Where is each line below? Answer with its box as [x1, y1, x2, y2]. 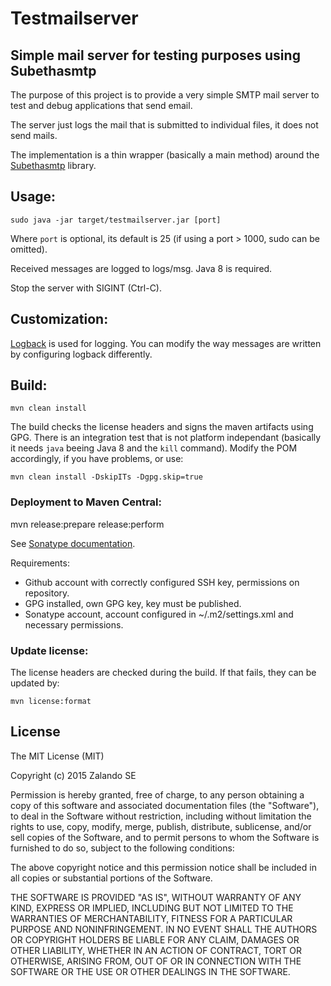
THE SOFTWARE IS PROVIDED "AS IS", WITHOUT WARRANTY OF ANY [10, 891, 302, 903]
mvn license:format [10, 697, 92, 707]
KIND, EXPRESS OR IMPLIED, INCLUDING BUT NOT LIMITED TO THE [10, 902, 294, 914]
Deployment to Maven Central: [10, 495, 162, 509]
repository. [24, 587, 70, 599]
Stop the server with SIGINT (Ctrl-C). [10, 282, 163, 294]
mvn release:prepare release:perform [10, 518, 165, 530]
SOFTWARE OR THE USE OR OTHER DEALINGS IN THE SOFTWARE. [10, 965, 291, 977]
